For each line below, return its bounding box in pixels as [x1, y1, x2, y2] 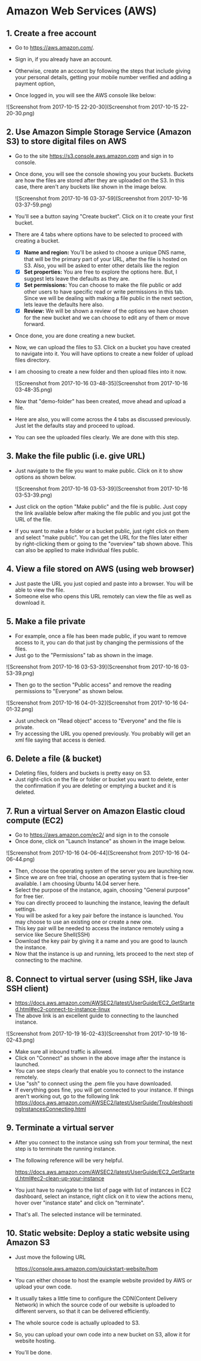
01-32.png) [6, 705, 34, 712]
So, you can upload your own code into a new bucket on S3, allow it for [14, 1330, 191, 1338]
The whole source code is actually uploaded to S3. [14, 1319, 141, 1326]
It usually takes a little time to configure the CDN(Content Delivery [14, 1294, 178, 1302]
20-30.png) [6, 110, 35, 116]
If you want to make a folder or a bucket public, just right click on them [14, 527, 190, 535]
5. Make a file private [6, 616, 86, 626]
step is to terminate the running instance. [14, 1145, 117, 1152]
